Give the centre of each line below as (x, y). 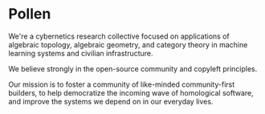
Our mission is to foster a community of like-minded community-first (122, 84)
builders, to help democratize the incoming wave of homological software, (131, 92)
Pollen (30, 14)
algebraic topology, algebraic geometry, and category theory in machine (128, 44)
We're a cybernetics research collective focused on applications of (119, 36)
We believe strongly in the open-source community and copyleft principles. (133, 68)
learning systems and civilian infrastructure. (81, 53)
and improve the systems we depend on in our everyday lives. (111, 101)
